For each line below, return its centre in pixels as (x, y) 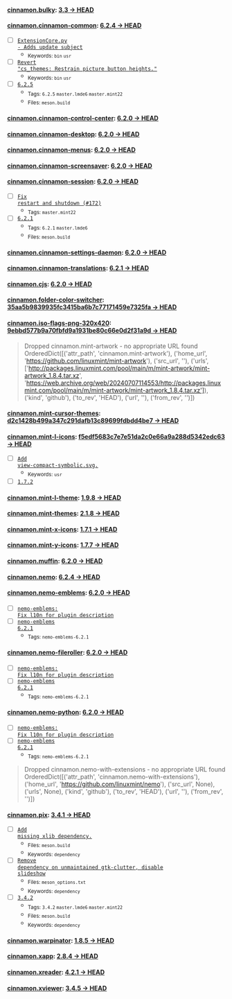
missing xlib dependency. (54, 836)
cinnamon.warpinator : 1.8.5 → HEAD (61, 940)
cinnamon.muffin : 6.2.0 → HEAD (55, 561)
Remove (27, 861)
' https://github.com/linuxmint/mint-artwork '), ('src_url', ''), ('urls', (116, 360)
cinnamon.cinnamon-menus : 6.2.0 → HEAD (72, 150)
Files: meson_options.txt (57, 883)
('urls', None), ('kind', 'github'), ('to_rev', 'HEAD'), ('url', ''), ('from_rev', (124, 792)
